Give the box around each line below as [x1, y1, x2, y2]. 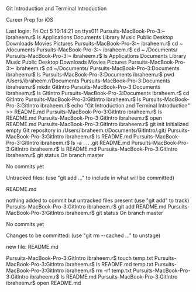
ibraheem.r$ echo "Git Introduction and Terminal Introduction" [40, 102, 190, 109]
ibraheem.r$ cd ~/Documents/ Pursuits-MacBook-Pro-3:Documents [15, 65, 180, 72]
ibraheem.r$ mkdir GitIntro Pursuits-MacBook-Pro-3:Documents [6, 84, 161, 90]
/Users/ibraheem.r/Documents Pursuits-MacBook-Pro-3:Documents [6, 77, 171, 84]
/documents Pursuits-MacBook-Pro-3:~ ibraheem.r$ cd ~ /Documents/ [6, 46, 178, 53]
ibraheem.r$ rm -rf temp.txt [65, 267, 132, 274]
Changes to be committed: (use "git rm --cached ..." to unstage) [6, 232, 161, 239]
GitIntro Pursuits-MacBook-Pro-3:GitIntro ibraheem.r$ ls [6, 96, 142, 103]
